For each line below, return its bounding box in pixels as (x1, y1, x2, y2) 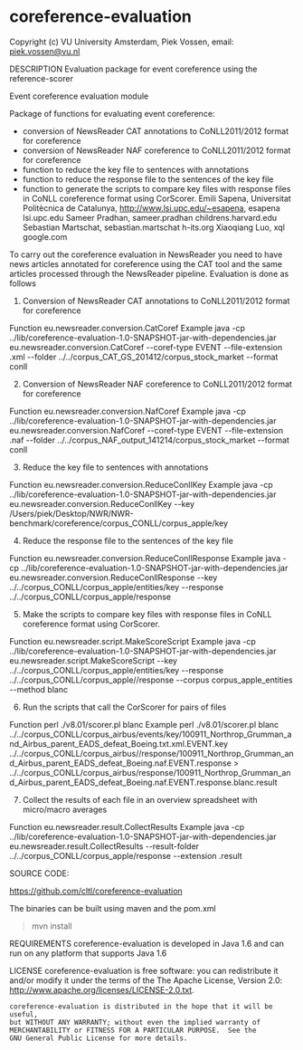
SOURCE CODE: (9, 867, 70, 879)
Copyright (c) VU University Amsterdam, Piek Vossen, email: (9, 36, 234, 47)
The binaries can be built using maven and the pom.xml (9, 902, 216, 913)
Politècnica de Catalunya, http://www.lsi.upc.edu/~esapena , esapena (22, 202, 280, 214)
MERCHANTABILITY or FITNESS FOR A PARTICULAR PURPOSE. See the (9, 1026, 257, 1035)
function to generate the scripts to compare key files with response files (22, 183, 291, 194)
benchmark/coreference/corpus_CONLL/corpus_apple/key (9, 518, 229, 529)
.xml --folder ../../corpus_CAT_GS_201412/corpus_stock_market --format (9, 351, 279, 362)
